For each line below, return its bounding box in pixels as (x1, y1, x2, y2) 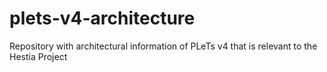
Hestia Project (9, 50, 68, 62)
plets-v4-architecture (9, 7, 196, 30)
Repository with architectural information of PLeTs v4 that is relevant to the (9, 40, 318, 52)
